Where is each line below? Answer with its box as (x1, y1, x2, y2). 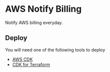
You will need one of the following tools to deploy (5, 47, 106, 52)
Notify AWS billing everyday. (5, 20, 63, 25)
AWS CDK (12, 56, 33, 62)
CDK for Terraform (12, 61, 50, 67)
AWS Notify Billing (5, 3, 82, 15)
